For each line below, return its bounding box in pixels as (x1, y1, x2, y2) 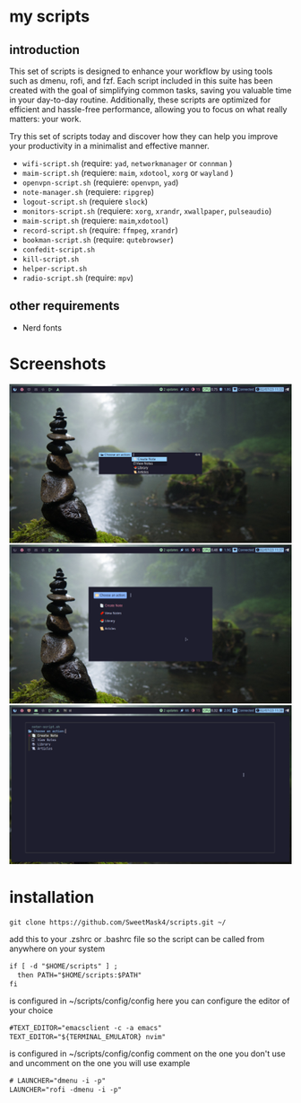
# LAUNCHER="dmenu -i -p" (9, 1076, 106, 1085)
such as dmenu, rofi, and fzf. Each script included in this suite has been (9, 75, 273, 86)
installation (9, 887, 95, 907)
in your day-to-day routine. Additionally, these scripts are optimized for (9, 94, 271, 105)
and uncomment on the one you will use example (9, 1057, 191, 1068)
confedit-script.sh (21, 245, 96, 254)
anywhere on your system (9, 943, 106, 954)
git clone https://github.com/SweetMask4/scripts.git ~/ (9, 918, 227, 927)
